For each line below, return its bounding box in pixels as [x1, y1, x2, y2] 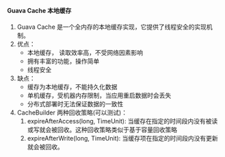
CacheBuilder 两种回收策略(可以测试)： [16, 108, 128, 117]
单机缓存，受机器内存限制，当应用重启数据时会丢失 [27, 91, 172, 99]
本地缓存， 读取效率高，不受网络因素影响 [27, 49, 144, 57]
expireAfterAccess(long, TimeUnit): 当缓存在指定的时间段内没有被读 [27, 117, 218, 125]
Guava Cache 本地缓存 [7, 6, 72, 14]
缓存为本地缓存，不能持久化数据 [27, 83, 118, 91]
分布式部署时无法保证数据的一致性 [27, 100, 124, 108]
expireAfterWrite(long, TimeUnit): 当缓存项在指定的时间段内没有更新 [27, 134, 219, 143]
